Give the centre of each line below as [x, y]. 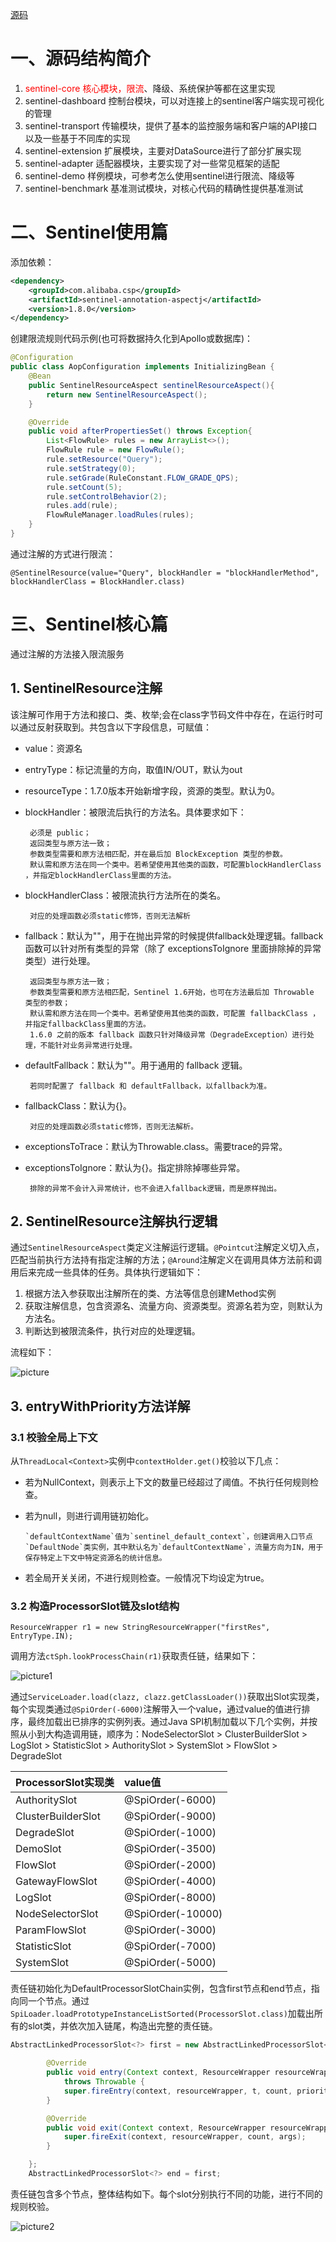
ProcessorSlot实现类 [65, 1783]
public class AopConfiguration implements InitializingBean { [142, 367]
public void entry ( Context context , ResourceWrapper [158, 2073]
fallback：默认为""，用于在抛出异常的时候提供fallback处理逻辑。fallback [174, 935]
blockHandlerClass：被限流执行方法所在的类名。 [125, 895]
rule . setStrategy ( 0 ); [91, 468]
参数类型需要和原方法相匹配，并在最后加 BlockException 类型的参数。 [158, 854]
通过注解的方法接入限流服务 [67, 654]
